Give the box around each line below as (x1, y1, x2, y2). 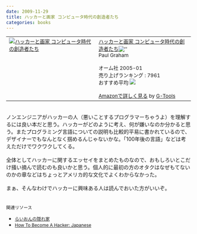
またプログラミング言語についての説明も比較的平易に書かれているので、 (16, 128, 191, 135)
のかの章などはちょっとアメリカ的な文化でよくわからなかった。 (6, 171, 160, 178)
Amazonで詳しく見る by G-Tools (98, 93, 176, 100)
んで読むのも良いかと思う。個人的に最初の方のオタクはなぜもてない (26, 164, 191, 171)
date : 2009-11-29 (6, 8, 49, 15)
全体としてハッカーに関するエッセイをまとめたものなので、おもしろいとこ (6, 157, 186, 164)
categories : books (6, 19, 51, 25)
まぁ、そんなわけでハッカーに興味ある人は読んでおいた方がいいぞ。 (6, 185, 171, 192)
